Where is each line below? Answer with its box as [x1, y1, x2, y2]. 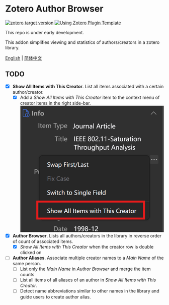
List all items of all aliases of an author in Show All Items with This [20, 277, 156, 283]
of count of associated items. [12, 238, 73, 245]
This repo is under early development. [5, 29, 84, 35]
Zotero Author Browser [5, 3, 104, 15]
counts [20, 272, 35, 278]
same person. [12, 261, 41, 267]
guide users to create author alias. [20, 293, 91, 300]
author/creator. [12, 89, 44, 95]
